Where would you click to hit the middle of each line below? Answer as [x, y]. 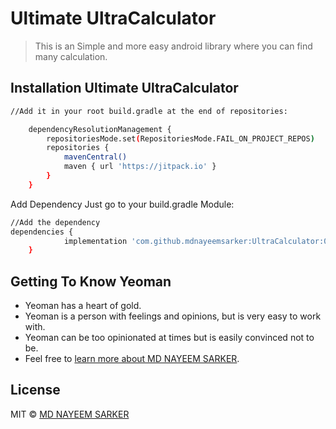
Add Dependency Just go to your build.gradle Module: [122, 204]
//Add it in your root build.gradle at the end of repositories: [149, 111]
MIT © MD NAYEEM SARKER [70, 414]
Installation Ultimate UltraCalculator [124, 88]
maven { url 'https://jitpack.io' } [140, 167]
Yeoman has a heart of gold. [83, 306]
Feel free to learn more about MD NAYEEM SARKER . [132, 359]
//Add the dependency [55, 222]
